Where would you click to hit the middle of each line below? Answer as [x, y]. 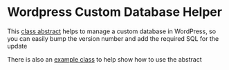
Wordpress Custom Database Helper [115, 12]
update [17, 46]
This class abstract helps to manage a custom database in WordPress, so [112, 31]
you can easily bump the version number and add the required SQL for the [113, 38]
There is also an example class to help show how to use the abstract [104, 59]
